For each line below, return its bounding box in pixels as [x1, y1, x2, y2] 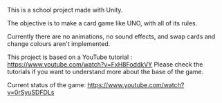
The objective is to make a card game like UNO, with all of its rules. [7, 19, 198, 27]
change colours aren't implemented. [7, 40, 111, 47]
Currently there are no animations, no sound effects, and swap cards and [7, 32, 216, 41]
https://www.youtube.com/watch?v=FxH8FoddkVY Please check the [7, 60, 203, 68]
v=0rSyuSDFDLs [7, 89, 55, 96]
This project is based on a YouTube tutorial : [7, 53, 133, 61]
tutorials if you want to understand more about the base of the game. [7, 68, 204, 76]
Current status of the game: [7, 81, 86, 89]
